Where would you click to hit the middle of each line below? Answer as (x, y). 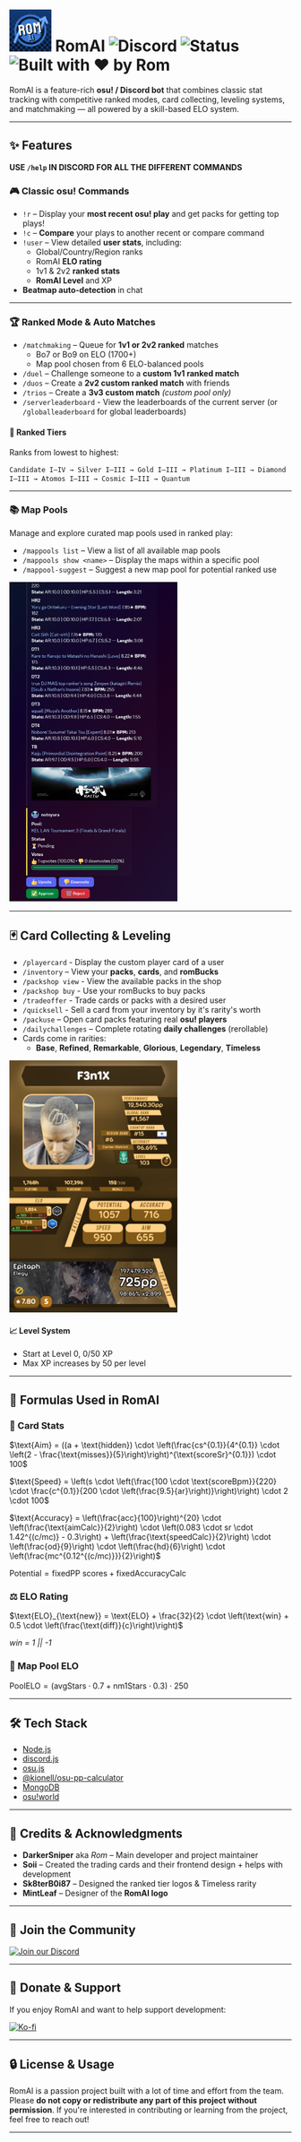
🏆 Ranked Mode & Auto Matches (82, 322)
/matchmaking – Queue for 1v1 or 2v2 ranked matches (120, 345)
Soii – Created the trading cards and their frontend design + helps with (153, 1865)
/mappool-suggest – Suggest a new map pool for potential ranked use (150, 569)
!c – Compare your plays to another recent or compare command (143, 233)
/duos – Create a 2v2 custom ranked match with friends (126, 383)
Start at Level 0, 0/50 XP (68, 1354)
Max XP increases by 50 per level (84, 1363)
